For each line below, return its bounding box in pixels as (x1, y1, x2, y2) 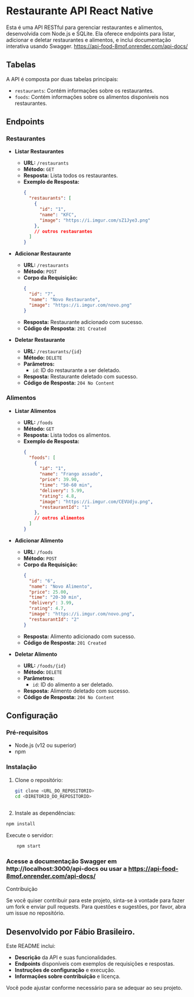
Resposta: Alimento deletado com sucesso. (23, 687, 130, 694)
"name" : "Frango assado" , (39, 471, 103, 477)
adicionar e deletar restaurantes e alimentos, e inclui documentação (6, 36, 172, 43)
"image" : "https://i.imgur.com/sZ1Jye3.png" (39, 217, 151, 223)
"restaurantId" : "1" (39, 504, 90, 510)
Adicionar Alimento (14, 537, 64, 544)
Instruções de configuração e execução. (14, 967, 116, 974)
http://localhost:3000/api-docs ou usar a (6, 865, 127, 873)
